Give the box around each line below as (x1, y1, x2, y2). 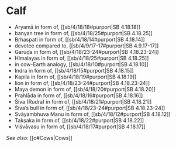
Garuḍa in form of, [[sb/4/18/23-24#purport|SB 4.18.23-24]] (14, 48, 159, 55)
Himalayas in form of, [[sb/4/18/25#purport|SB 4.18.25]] (14, 54, 149, 61)
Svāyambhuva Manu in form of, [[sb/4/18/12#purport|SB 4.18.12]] (14, 110, 171, 118)
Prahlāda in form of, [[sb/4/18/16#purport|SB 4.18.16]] (14, 92, 143, 99)
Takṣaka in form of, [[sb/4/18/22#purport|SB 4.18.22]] (14, 117, 144, 124)
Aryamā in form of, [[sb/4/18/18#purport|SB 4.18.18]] (14, 23, 140, 30)
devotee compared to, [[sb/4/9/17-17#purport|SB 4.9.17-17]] (14, 42, 159, 49)
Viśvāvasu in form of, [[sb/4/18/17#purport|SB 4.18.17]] (14, 123, 146, 130)
